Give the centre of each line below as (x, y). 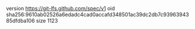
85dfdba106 (20, 21)
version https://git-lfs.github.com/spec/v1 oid (61, 8)
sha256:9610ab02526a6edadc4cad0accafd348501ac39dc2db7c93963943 (97, 14)
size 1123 (47, 21)
